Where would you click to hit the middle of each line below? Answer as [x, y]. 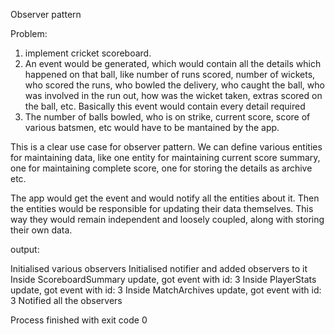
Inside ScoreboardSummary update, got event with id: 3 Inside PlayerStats [163, 279]
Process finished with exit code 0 [79, 320]
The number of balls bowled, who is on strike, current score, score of [167, 117]
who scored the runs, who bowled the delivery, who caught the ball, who [174, 85]
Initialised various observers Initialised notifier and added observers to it [159, 268]
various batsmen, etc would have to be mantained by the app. [152, 127]
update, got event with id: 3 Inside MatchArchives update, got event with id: [166, 290]
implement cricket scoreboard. [88, 53]
